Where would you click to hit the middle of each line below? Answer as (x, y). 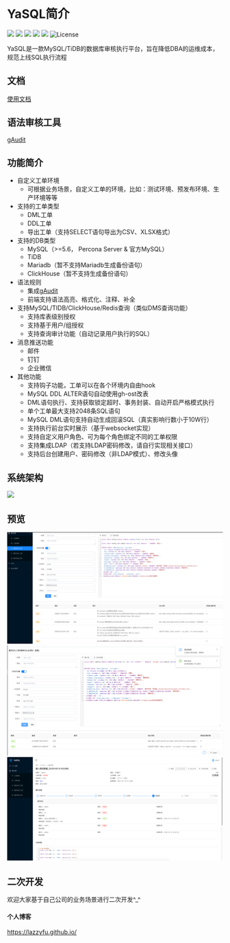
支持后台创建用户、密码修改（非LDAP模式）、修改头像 (102, 454)
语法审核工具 (34, 123)
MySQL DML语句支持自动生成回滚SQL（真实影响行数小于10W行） (120, 420)
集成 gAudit (42, 291)
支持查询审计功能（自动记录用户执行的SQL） (90, 334)
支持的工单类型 (38, 206)
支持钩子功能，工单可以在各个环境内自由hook (91, 385)
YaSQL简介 (38, 14)
